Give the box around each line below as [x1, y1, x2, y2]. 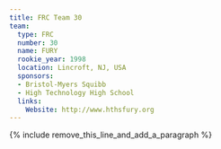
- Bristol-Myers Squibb [17, 80, 106, 89]
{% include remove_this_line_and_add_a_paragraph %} [9, 129, 213, 140]
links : [17, 96, 42, 106]
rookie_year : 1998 [17, 55, 87, 64]
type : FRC [17, 30, 54, 39]
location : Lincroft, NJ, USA [17, 64, 127, 73]
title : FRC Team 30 [9, 13, 83, 22]
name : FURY [17, 47, 58, 56]
